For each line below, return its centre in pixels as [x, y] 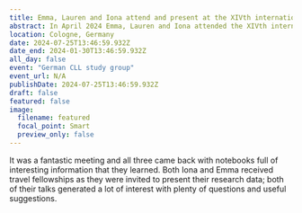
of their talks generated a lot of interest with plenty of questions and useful [148, 189]
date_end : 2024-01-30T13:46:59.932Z [78, 51]
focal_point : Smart [54, 127]
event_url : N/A [38, 76]
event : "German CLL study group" [72, 68]
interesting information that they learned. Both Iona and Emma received [142, 169]
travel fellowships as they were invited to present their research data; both [147, 179]
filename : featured [54, 118]
